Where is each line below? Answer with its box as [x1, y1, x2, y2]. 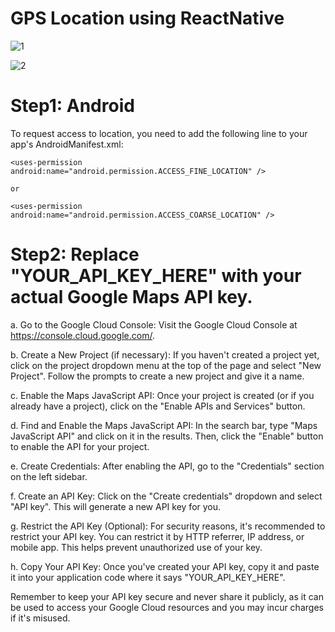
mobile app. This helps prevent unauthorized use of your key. [10, 541, 263, 553]
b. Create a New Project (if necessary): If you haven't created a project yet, [10, 348, 320, 361]
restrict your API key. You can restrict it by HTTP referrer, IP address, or [10, 530, 305, 542]
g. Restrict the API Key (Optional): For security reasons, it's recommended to [10, 520, 326, 532]
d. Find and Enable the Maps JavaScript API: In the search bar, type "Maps [10, 419, 318, 431]
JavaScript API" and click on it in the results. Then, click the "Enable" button [10, 430, 324, 442]
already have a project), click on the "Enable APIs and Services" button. [10, 400, 306, 412]
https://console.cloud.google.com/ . [10, 329, 155, 341]
